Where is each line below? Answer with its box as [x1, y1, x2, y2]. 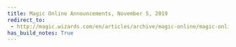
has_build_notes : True [7, 29, 74, 37]
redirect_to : [7, 17, 46, 23]
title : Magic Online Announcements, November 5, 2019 [7, 10, 169, 17]
